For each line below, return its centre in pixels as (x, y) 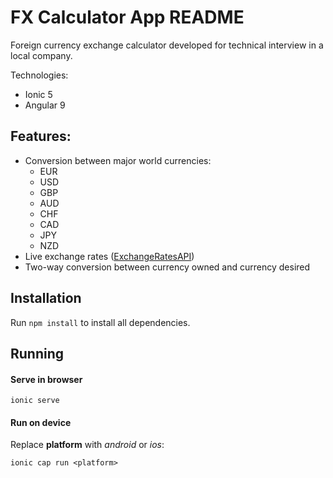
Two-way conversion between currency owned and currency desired (167, 267)
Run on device (41, 422)
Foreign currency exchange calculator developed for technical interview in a (167, 45)
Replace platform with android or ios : (87, 445)
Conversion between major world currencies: (118, 160)
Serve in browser (46, 379)
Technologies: (39, 75)
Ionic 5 (38, 94)
